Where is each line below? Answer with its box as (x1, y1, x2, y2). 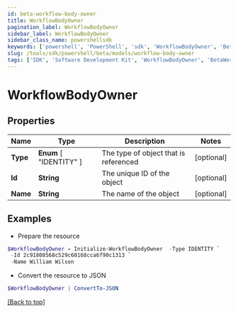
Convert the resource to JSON (17, 271, 106, 280)
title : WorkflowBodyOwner (7, 17, 84, 24)
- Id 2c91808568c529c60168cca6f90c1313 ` (10, 252, 132, 259)
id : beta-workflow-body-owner (7, 10, 97, 18)
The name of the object (101, 188, 179, 198)
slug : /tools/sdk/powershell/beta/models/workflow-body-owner (7, 50, 195, 57)
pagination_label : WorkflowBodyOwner (7, 23, 119, 30)
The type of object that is (101, 148, 186, 158)
